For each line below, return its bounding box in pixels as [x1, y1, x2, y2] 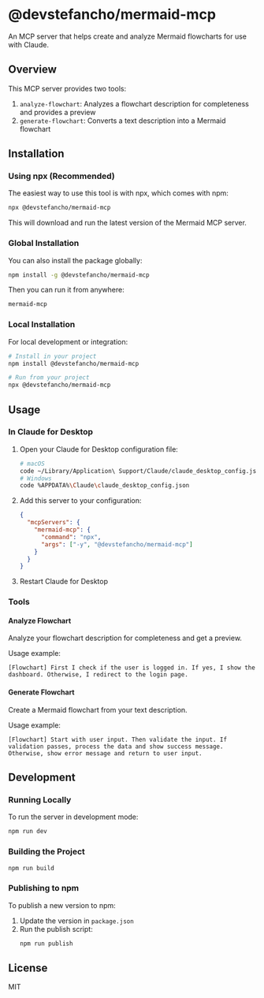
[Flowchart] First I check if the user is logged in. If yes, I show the [8, 664, 256, 672]
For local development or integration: [8, 337, 128, 346]
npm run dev [8, 828, 47, 836]
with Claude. [8, 39, 50, 49]
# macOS [19, 460, 45, 467]
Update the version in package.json [19, 916, 134, 925]
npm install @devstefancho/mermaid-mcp [8, 359, 139, 367]
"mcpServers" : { [27, 519, 80, 527]
